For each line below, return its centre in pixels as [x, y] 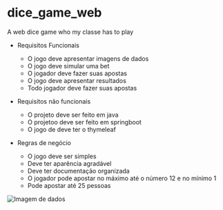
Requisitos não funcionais [54, 101]
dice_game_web [55, 13]
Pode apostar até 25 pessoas [69, 185]
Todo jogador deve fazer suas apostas [82, 88]
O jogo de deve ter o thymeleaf [71, 129]
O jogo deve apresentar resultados [77, 80]
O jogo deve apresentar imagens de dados [88, 58]
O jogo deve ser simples [62, 156]
